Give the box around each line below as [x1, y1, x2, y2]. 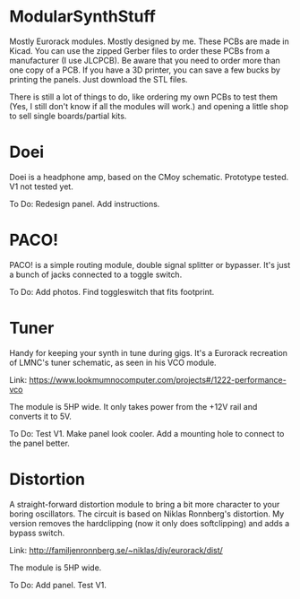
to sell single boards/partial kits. [9, 110, 127, 121]
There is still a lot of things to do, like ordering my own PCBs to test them [9, 91, 279, 102]
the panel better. [9, 438, 70, 448]
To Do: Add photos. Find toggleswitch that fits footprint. [9, 286, 215, 297]
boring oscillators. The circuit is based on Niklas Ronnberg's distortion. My [9, 508, 285, 519]
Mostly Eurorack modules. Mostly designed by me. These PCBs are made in [9, 36, 289, 47]
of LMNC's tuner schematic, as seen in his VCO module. [9, 357, 217, 368]
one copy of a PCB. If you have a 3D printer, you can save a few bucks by [9, 65, 280, 75]
